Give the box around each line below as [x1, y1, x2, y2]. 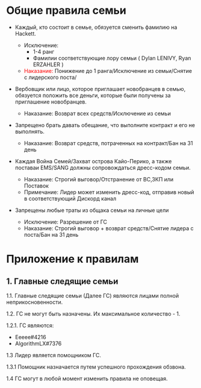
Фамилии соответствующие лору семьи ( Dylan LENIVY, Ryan [32, 54, 191, 61]
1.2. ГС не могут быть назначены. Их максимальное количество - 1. [6, 310, 181, 317]
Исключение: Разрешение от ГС [23, 218, 107, 225]
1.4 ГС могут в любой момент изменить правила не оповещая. [6, 375, 168, 382]
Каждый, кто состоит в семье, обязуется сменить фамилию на [14, 23, 178, 31]
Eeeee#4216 [14, 333, 46, 340]
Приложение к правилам [6, 252, 139, 266]
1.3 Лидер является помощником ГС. [6, 351, 101, 358]
